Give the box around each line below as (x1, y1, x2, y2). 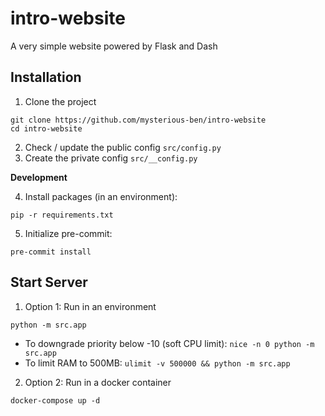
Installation (10, 69, 82, 86)
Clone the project (24, 95, 97, 107)
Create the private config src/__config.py (24, 152, 198, 164)
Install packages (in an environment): (24, 190, 178, 202)
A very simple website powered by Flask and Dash (10, 40, 218, 52)
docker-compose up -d (10, 395, 101, 406)
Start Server (10, 274, 88, 291)
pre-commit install (10, 247, 92, 257)
